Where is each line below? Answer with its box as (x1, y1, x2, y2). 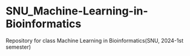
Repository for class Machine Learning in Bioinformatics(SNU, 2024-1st (5, 37, 184, 44)
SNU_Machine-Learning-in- (5, 4, 149, 18)
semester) (5, 43, 31, 51)
